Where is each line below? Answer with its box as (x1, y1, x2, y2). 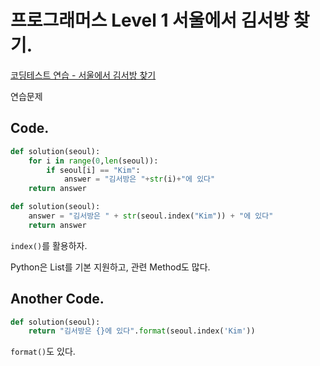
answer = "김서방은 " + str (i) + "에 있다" (63, 174, 216, 185)
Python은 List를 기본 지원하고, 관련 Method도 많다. (10, 261, 211, 273)
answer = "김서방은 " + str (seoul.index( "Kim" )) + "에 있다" (28, 211, 274, 221)
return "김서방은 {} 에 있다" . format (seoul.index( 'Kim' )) (28, 326, 256, 336)
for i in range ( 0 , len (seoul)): (28, 156, 159, 166)
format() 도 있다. (10, 346, 76, 358)
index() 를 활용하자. (10, 239, 88, 251)
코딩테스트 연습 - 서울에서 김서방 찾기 (10, 69, 157, 81)
